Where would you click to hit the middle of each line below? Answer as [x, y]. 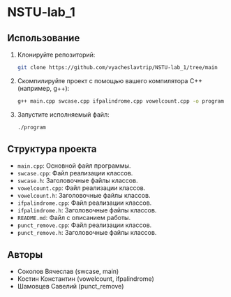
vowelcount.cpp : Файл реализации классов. [81, 188]
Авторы [25, 255]
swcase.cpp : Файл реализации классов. [75, 173]
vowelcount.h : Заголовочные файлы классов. [84, 196]
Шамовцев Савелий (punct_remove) [70, 287]
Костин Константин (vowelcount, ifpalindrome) [86, 279]
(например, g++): [43, 88]
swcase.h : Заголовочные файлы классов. [77, 181]
